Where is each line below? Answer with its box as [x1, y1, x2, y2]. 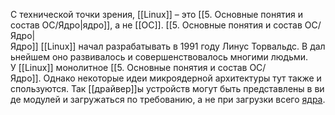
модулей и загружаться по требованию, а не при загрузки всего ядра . [23, 94, 326, 105]
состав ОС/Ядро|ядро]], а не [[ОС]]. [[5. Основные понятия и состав [10, 19, 303, 31]
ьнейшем [10, 51, 50, 63]
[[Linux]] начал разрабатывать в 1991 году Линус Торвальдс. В [40, 40, 308, 52]
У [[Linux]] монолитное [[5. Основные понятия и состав [10, 62, 248, 73]
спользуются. [10, 83, 69, 94]
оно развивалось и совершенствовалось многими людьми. [51, 51, 309, 63]
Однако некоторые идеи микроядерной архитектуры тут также [43, 72, 315, 84]
